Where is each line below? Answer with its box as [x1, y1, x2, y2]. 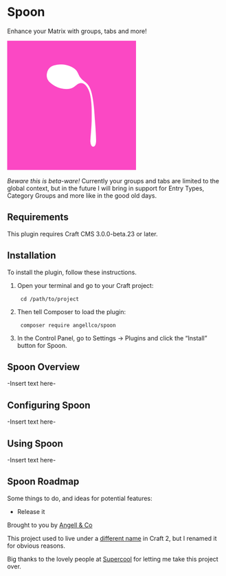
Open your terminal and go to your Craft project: [16, 281, 154, 289]
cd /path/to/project [20, 296, 79, 302]
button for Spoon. [16, 341, 67, 349]
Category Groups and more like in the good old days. [7, 191, 157, 200]
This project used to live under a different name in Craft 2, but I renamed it [7, 534, 218, 542]
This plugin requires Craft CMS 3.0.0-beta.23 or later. [7, 229, 158, 238]
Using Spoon [7, 438, 63, 449]
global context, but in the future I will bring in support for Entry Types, [7, 184, 205, 192]
